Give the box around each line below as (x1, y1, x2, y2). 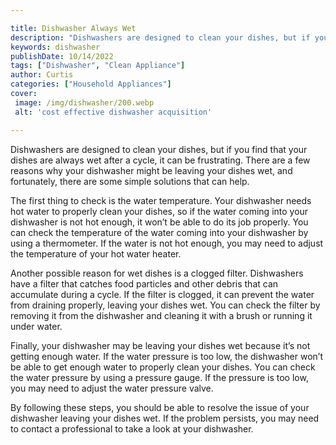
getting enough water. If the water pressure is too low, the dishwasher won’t (10, 350, 324, 362)
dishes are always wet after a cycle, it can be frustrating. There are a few (10, 154, 311, 166)
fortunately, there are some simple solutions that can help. (10, 175, 250, 187)
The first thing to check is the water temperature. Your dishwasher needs (10, 194, 312, 206)
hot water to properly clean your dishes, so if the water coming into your (10, 205, 309, 217)
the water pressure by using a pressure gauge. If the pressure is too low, (10, 371, 309, 383)
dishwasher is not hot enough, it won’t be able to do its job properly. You (10, 216, 309, 228)
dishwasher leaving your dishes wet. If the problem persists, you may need (10, 412, 320, 424)
